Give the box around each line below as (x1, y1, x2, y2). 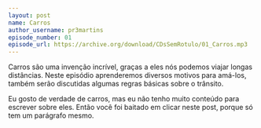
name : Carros (8, 19, 51, 27)
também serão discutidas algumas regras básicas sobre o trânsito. (8, 79, 224, 89)
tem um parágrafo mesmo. (8, 111, 94, 120)
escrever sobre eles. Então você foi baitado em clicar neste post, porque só (8, 103, 253, 112)
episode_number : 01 (8, 33, 72, 42)
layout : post (8, 11, 51, 20)
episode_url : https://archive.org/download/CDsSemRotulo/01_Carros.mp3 (8, 41, 248, 49)
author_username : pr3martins (8, 26, 104, 34)
